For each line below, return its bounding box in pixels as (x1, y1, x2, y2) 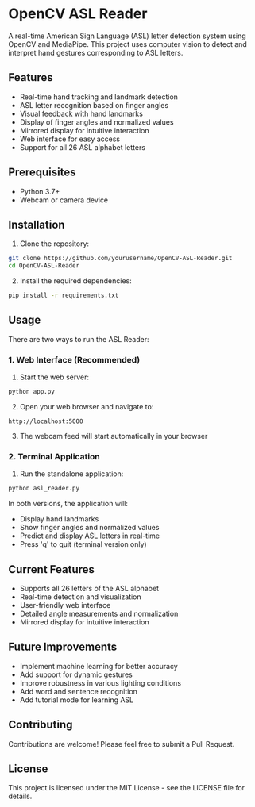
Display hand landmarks (19, 514, 99, 524)
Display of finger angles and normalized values (19, 117, 174, 127)
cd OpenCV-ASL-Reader (8, 262, 80, 270)
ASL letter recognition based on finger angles (19, 100, 169, 110)
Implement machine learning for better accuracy (19, 661, 179, 671)
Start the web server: (19, 372, 90, 382)
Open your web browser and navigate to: (19, 402, 154, 411)
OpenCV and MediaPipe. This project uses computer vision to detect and (8, 39, 248, 48)
